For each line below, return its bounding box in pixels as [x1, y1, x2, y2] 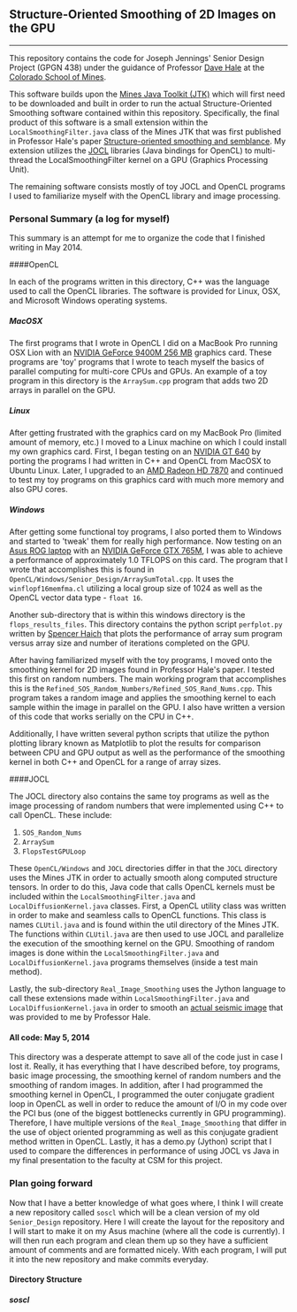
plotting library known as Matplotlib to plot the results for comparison [9, 738, 262, 749]
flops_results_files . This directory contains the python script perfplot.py [9, 619, 283, 629]
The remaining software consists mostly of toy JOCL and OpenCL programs [9, 181, 286, 191]
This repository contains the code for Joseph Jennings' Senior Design [9, 52, 265, 63]
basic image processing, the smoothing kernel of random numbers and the [9, 1070, 281, 1081]
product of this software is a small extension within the [9, 117, 209, 127]
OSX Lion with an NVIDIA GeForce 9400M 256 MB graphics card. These [9, 347, 272, 358]
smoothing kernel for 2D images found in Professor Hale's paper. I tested [9, 664, 276, 675]
